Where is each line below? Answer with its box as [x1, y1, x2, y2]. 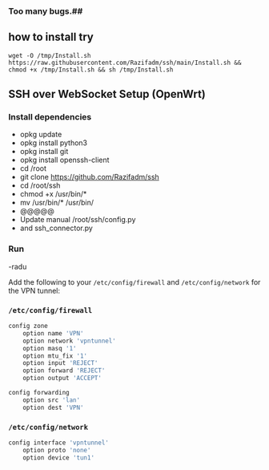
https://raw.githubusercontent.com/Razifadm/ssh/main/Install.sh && [8, 59, 242, 67]
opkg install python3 [19, 138, 88, 148]
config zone [8, 322, 48, 330]
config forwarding [8, 389, 70, 397]
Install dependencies [8, 111, 92, 123]
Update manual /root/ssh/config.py [19, 215, 136, 225]
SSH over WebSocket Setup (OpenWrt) [8, 87, 206, 101]
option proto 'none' [22, 446, 91, 454]
